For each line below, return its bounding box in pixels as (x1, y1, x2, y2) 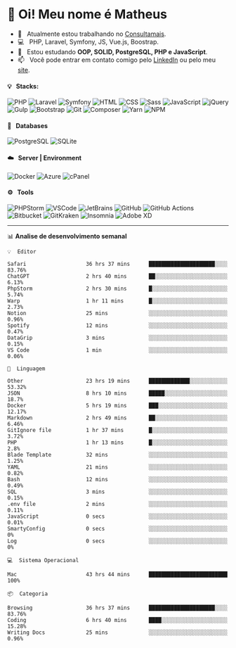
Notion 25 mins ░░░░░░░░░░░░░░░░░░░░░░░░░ (7, 310, 228, 317)
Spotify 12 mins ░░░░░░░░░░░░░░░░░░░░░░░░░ (7, 322, 228, 329)
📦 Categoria (7, 590, 48, 597)
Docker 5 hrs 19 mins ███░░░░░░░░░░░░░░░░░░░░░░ (7, 402, 228, 409)
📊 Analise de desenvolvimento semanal (7, 231, 127, 240)
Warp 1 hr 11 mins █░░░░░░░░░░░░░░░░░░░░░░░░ (7, 297, 228, 305)
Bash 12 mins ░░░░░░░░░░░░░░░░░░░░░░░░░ (7, 476, 228, 483)
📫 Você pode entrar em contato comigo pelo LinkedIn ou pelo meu (17, 56, 216, 64)
